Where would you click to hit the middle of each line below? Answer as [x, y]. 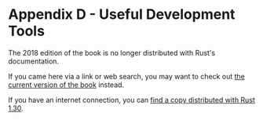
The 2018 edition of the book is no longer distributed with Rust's [112, 53]
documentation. [34, 61]
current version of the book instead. [66, 85]
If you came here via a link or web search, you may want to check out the [126, 76]
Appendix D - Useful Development [122, 15]
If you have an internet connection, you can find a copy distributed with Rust [131, 100]
